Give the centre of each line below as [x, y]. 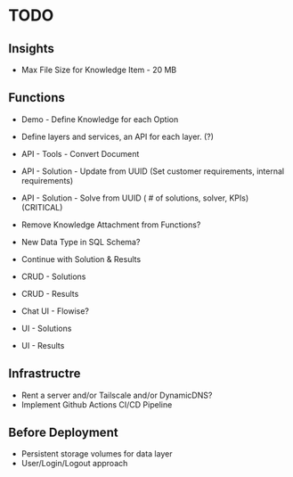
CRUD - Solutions [53, 276]
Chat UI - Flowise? [55, 311]
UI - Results [43, 345]
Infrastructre [45, 374]
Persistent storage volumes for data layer [97, 454]
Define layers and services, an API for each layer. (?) [118, 136]
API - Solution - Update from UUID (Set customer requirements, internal [153, 171]
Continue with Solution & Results [81, 259]
